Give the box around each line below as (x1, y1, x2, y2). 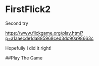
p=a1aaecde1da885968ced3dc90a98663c (5, 35, 94, 41)
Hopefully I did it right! (5, 45, 52, 51)
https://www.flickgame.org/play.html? (5, 30, 83, 36)
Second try (5, 20, 29, 26)
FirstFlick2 (5, 4, 51, 15)
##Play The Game (5, 54, 43, 61)
